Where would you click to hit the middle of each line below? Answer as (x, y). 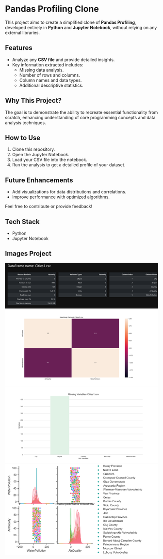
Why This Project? (33, 101)
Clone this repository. (33, 149)
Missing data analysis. (41, 70)
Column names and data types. (50, 80)
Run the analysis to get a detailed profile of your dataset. (69, 165)
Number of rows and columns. (49, 75)
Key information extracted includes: (48, 64)
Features (19, 48)
